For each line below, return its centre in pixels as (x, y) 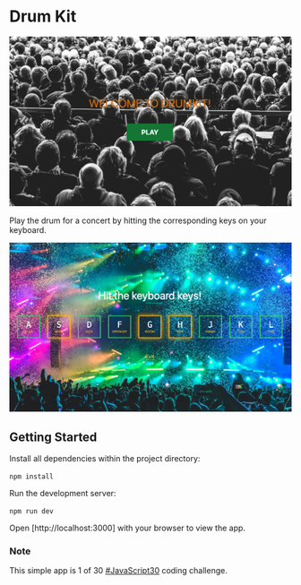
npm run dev (31, 512)
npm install (31, 477)
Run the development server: (63, 494)
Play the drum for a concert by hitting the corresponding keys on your (138, 220)
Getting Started (53, 437)
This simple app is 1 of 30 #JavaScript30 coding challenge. (119, 571)
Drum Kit (43, 17)
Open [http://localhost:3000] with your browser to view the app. (128, 528)
